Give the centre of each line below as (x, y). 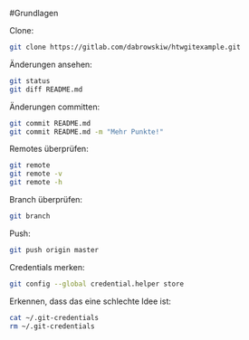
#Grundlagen (34, 13)
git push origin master (54, 250)
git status (30, 80)
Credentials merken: (47, 267)
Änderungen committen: (55, 107)
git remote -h (36, 183)
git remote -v (36, 174)
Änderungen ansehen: (51, 64)
